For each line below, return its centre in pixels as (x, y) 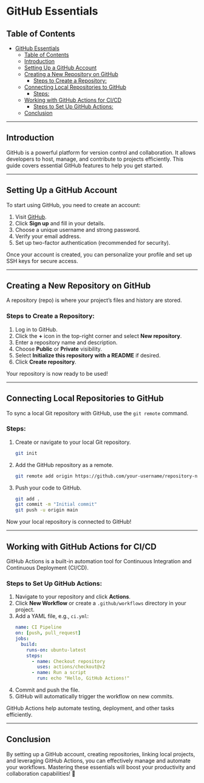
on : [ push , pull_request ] (48, 633)
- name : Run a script (59, 673)
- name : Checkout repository (68, 661)
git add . (28, 499)
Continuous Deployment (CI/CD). (48, 568)
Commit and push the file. (47, 690)
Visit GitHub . (31, 217)
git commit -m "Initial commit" (56, 504)
